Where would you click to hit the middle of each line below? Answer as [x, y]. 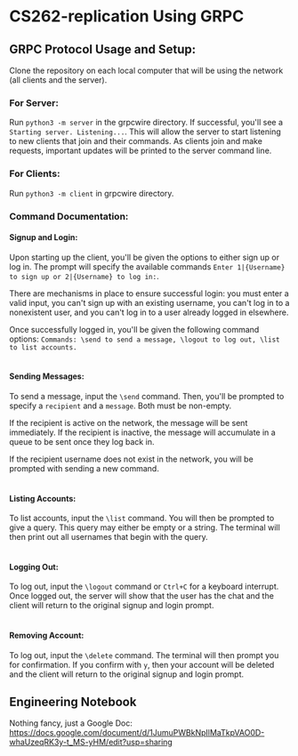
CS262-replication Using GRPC [127, 16]
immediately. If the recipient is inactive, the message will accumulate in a [142, 432]
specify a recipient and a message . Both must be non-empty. [121, 406]
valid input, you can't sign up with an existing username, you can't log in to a [149, 302]
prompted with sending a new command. [85, 468]
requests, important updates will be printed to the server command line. [141, 151]
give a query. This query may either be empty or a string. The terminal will [145, 527]
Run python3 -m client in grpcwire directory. [92, 193]
